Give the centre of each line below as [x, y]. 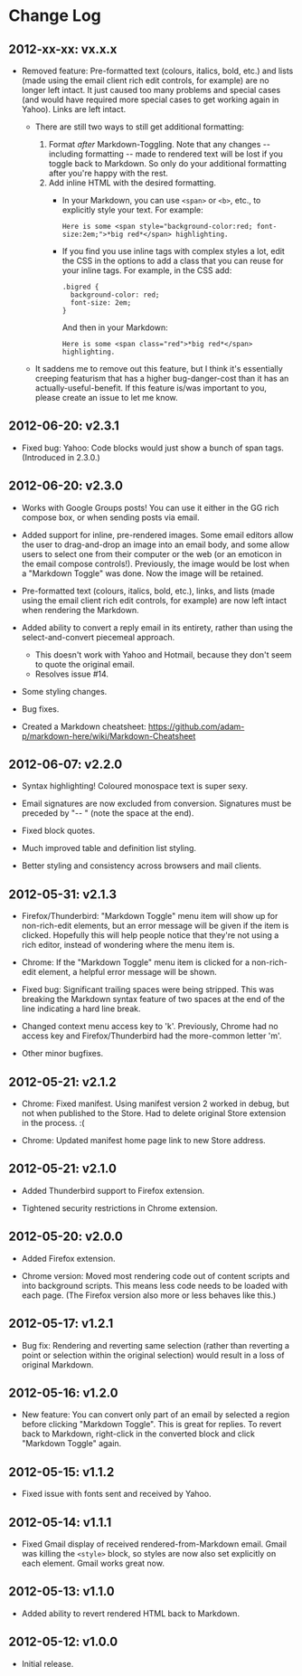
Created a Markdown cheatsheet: [84, 726]
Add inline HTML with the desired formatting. [132, 183]
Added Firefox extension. [68, 1258]
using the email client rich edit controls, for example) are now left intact [154, 600]
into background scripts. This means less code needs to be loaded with [155, 1285]
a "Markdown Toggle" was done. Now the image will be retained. [142, 573]
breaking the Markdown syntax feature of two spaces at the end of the [153, 999]
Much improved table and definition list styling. [109, 848]
